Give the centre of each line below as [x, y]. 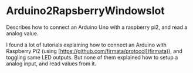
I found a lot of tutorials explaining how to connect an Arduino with [87, 45]
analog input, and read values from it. [51, 64]
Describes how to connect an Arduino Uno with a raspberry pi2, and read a [97, 27]
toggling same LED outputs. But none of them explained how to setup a [92, 57]
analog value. [22, 33]
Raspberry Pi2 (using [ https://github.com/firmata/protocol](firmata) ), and [94, 51]
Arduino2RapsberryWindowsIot [86, 11]
